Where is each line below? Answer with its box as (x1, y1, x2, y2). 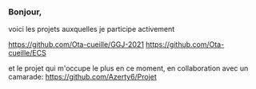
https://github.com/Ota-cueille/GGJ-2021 (8, 40, 144, 49)
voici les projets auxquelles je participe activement (8, 25, 175, 34)
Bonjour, (8, 6, 42, 17)
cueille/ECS (8, 48, 46, 58)
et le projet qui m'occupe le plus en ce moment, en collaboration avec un (8, 64, 249, 73)
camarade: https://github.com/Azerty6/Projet (8, 72, 158, 82)
